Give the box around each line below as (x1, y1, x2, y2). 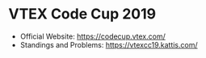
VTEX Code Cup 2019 (8, 5, 156, 23)
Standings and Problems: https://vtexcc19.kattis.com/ (19, 39, 198, 49)
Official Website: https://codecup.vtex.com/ (19, 31, 166, 41)
